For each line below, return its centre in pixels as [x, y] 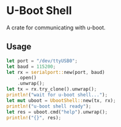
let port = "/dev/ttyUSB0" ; [42, 61]
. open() [27, 78]
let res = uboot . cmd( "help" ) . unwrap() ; [57, 112]
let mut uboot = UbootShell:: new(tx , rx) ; [61, 100]
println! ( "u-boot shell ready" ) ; [49, 106]
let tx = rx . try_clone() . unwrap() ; [52, 89]
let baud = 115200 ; [31, 67]
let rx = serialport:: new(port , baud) [56, 72]
